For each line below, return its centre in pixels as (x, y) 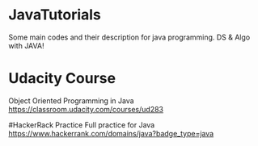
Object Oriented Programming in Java (72, 100)
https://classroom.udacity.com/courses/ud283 (86, 109)
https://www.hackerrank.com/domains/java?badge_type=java (111, 133)
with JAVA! (26, 45)
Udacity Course (62, 79)
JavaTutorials (55, 15)
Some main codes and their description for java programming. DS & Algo (129, 37)
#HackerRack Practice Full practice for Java (82, 125)
